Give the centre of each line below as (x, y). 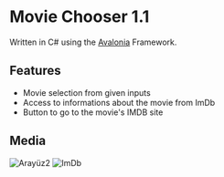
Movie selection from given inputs (86, 92)
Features (35, 71)
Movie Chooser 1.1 (80, 17)
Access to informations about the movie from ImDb (119, 102)
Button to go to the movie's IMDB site (93, 112)
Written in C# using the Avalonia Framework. (93, 42)
